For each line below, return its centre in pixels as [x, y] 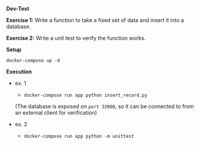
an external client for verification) [56, 112]
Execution [19, 72]
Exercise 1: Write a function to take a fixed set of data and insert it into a [95, 20]
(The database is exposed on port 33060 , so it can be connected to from [104, 106]
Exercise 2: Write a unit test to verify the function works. [76, 38]
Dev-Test [18, 9]
